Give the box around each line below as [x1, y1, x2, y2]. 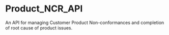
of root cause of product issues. [5, 24, 73, 30]
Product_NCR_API [5, 3, 83, 14]
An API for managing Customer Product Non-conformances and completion [5, 19, 164, 25]
